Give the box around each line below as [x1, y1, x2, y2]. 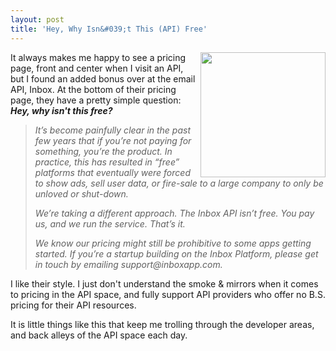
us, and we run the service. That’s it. [34, 217, 186, 230]
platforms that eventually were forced [34, 166, 191, 178]
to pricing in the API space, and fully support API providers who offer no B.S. [10, 288, 326, 300]
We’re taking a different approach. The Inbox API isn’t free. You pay [34, 207, 315, 219]
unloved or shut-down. [34, 187, 129, 200]
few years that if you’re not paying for [34, 134, 192, 146]
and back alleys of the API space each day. [10, 329, 188, 341]
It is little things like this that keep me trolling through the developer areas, [10, 318, 315, 330]
